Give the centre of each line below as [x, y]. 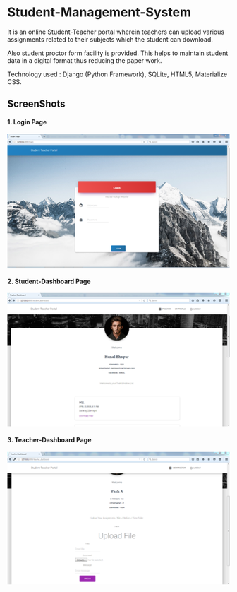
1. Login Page [27, 122]
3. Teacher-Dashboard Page [49, 440]
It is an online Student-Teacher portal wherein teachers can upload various [116, 32]
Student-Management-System [99, 12]
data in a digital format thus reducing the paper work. [85, 60]
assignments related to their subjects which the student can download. [110, 39]
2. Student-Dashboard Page [49, 281]
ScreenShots [36, 104]
